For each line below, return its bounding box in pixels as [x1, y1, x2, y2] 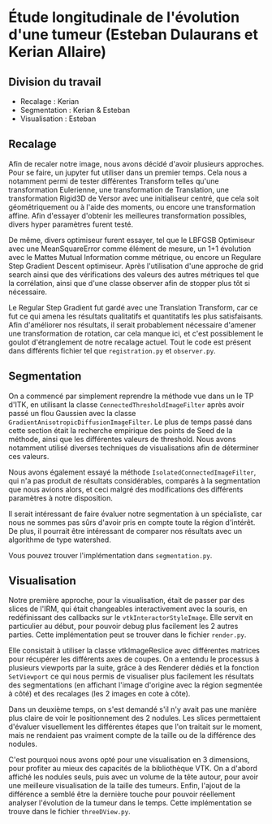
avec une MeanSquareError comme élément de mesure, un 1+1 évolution [8, 244, 252, 254]
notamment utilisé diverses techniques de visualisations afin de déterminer [8, 443, 259, 453]
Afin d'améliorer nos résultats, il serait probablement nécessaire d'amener [8, 319, 257, 329]
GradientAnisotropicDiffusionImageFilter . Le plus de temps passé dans [8, 417, 253, 427]
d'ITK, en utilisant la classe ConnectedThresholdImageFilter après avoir [8, 399, 245, 410]
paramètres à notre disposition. [8, 492, 114, 503]
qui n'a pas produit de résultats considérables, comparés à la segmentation [8, 475, 261, 485]
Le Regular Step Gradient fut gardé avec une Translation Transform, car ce [8, 302, 258, 312]
